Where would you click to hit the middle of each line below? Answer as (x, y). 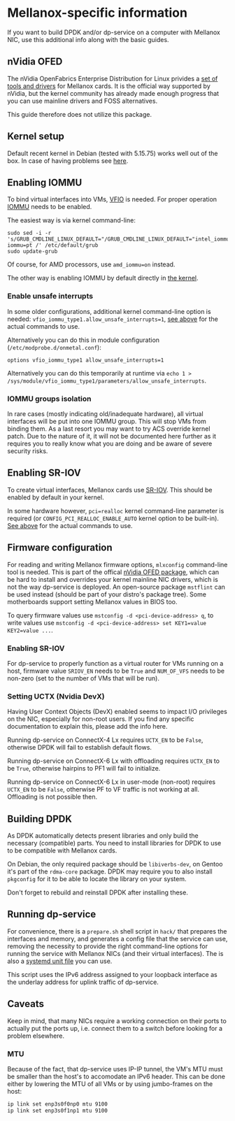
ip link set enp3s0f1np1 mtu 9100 (58, 1111)
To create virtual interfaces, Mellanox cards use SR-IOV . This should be (110, 490)
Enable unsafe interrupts (50, 297)
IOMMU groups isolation (49, 399)
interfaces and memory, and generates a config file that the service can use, (117, 938)
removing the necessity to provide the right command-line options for (108, 946)
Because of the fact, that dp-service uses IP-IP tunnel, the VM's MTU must (115, 1069)
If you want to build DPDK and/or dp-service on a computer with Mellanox (114, 32)
